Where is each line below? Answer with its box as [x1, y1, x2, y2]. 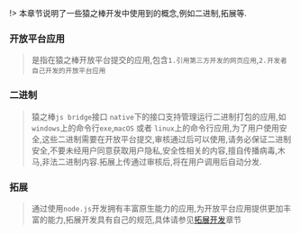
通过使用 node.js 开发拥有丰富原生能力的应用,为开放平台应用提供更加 [31, 202, 284, 213]
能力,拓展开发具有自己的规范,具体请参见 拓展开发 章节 [47, 214, 241, 225]
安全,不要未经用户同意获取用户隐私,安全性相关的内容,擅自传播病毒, [31, 145, 277, 156]
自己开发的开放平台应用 [31, 67, 106, 76]
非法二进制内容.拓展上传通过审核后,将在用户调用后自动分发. [41, 156, 262, 166]
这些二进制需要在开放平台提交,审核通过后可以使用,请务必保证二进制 [41, 133, 291, 144]
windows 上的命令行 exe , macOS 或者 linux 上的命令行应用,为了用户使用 [31, 122, 279, 133]
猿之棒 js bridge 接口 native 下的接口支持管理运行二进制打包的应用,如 [31, 111, 286, 121]
